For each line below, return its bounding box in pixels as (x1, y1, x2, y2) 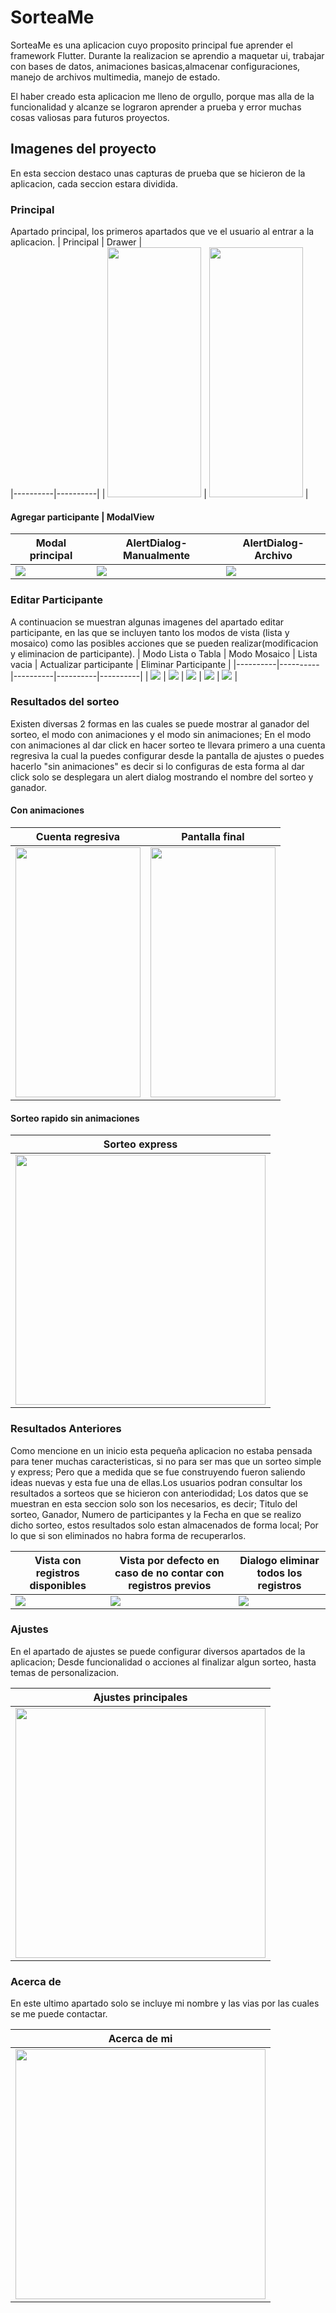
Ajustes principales (93, 1690, 188, 1704)
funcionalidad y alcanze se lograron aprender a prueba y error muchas (10, 101, 302, 113)
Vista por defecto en (119, 1553, 220, 1567)
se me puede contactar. (10, 2008, 108, 2020)
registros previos (128, 1578, 212, 1592)
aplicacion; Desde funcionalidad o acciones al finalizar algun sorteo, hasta (10, 1656, 317, 1668)
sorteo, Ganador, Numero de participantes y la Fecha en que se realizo (10, 1508, 302, 1520)
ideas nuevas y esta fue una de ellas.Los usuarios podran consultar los (10, 1476, 303, 1488)
